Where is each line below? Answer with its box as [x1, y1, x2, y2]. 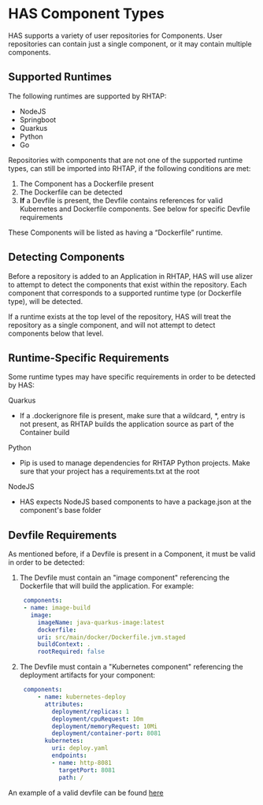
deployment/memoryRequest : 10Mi [51, 722, 158, 730]
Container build [19, 428, 70, 437]
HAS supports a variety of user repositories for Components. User [8, 31, 223, 40]
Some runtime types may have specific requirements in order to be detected [8, 372, 256, 382]
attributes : [44, 700, 84, 708]
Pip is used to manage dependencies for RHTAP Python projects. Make [19, 458, 250, 468]
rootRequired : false [37, 647, 105, 656]
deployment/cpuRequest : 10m [51, 714, 144, 723]
